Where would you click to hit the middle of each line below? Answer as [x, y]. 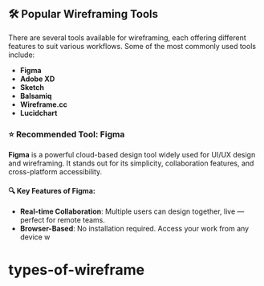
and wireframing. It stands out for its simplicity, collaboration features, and [131, 163]
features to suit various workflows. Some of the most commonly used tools [132, 46]
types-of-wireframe [77, 270]
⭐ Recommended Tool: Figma [67, 134]
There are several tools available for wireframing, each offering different [127, 37]
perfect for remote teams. [63, 220]
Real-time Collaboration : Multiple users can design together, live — [132, 211]
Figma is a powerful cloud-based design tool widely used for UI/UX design [132, 155]
